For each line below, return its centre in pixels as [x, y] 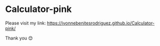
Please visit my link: [26, 23]
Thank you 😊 [19, 38]
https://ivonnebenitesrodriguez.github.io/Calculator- [101, 23]
